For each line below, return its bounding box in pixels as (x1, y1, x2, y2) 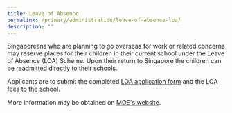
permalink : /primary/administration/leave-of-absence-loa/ (7, 17, 181, 24)
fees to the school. (7, 85, 61, 94)
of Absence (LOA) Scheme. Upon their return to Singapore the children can (7, 57, 222, 65)
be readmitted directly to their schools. (7, 64, 118, 73)
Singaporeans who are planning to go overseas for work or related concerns (7, 42, 225, 51)
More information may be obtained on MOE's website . (7, 98, 161, 107)
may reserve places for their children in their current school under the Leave (7, 49, 225, 58)
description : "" (7, 23, 54, 30)
